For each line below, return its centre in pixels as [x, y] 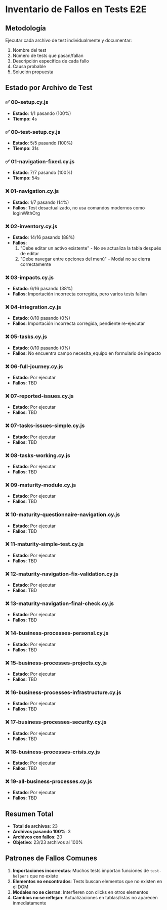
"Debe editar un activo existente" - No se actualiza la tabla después [91, 248]
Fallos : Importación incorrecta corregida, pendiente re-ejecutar [79, 323]
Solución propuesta [33, 72]
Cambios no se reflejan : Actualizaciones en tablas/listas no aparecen [85, 897]
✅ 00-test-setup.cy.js [33, 132]
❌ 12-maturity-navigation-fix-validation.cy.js [62, 574]
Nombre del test [29, 50]
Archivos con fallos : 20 [37, 837]
